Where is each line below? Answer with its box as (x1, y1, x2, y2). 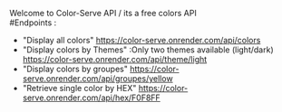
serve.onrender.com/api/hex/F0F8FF (22, 92, 160, 103)
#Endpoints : (9, 17, 57, 28)
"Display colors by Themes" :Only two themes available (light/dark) (22, 44, 274, 55)
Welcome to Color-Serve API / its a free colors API (9, 8, 197, 18)
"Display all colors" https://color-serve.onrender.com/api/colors (22, 35, 261, 45)
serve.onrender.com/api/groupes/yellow (22, 73, 174, 84)
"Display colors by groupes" (22, 63, 129, 74)
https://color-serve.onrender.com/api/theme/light (22, 54, 208, 64)
